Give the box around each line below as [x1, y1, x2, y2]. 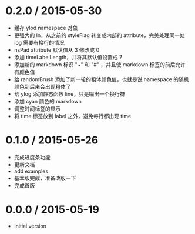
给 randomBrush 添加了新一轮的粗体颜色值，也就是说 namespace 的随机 [14, 75, 189, 83]
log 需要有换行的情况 [14, 39, 65, 46]
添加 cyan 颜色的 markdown [14, 98, 82, 105]
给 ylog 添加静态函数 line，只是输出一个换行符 [14, 90, 126, 98]
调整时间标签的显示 [14, 105, 61, 112]
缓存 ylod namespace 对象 [14, 24, 78, 31]
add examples [14, 168, 48, 175]
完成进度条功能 [14, 153, 51, 161]
